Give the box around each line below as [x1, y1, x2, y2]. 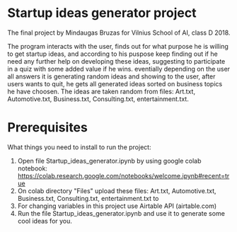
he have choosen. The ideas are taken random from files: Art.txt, [7, 87, 196, 95]
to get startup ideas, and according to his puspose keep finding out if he [7, 50, 218, 58]
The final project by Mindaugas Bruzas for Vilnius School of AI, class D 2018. [7, 28, 231, 37]
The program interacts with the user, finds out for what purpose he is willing [7, 42, 229, 50]
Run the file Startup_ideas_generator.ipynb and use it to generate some [17, 209, 225, 217]
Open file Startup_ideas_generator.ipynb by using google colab [17, 156, 202, 165]
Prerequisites [7, 120, 88, 136]
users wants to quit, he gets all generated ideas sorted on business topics [7, 79, 223, 88]
